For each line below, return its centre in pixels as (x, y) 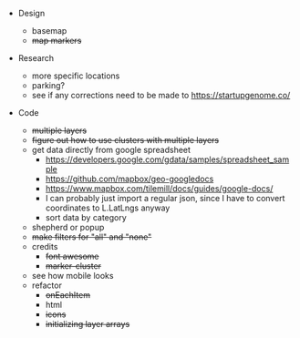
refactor (47, 285)
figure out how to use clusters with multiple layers (125, 140)
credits (45, 246)
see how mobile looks (72, 276)
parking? (48, 85)
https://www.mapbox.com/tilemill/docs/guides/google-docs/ (159, 189)
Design (31, 13)
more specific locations (76, 76)
